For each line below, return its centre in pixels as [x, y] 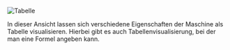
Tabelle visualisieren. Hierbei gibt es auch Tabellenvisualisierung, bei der [112, 32]
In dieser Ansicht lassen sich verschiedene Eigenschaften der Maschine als [115, 24]
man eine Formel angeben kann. [53, 39]
